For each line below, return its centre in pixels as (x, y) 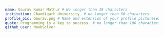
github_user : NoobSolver (30, 27)
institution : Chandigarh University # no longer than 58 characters (77, 14)
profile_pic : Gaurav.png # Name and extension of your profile (71, 18)
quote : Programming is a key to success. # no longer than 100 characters (83, 23)
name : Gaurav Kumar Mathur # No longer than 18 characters (66, 9)
